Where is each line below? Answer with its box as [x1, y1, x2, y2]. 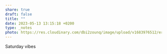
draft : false [5, 12, 32, 17]
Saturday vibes [5, 44, 36, 49]
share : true [5, 7, 30, 12]
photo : [5, 30, 19, 35]
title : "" [5, 16, 26, 21]
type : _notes [5, 26, 32, 30]
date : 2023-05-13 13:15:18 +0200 [5, 21, 75, 26]
